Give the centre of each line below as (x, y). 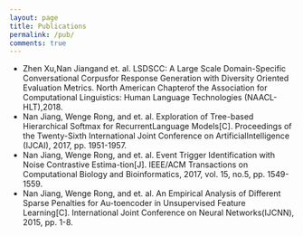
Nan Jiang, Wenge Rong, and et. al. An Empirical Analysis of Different (151, 194)
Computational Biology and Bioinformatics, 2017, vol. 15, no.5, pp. (144, 175)
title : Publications (48, 26)
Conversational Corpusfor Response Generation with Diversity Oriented (156, 79)
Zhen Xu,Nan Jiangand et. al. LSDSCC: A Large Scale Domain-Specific (154, 69)
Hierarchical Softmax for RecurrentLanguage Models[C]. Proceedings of (157, 127)
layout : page (34, 18)
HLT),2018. (43, 107)
